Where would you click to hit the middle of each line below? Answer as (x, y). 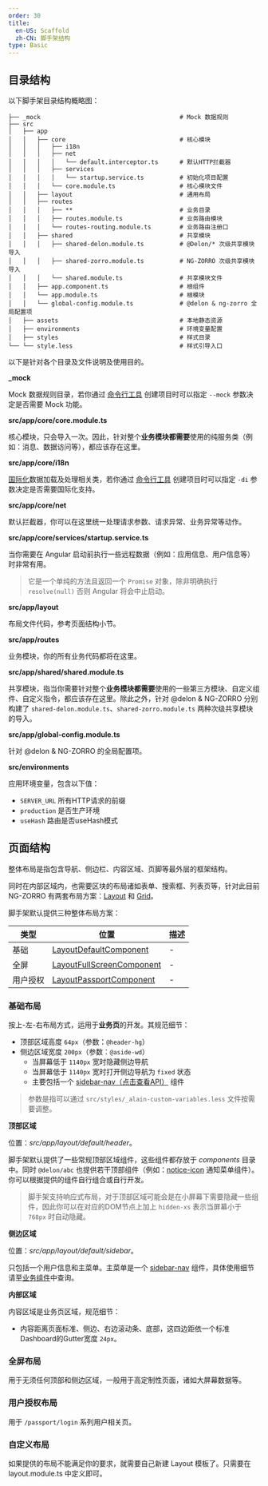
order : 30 (25, 16)
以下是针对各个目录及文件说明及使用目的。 (78, 361)
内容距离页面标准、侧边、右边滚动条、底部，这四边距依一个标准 (124, 1329)
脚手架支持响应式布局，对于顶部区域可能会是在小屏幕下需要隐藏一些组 (143, 1197)
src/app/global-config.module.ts (64, 734)
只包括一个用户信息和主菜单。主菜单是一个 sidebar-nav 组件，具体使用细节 (131, 1268)
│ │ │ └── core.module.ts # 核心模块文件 (116, 186)
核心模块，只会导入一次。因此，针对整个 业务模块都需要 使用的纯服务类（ (127, 436)
